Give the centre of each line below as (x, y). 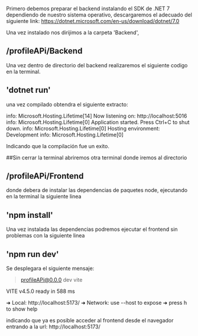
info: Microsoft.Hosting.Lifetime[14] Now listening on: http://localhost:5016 (97, 116)
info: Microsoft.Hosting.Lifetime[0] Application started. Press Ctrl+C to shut (98, 122)
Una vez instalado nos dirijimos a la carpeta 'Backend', (73, 32)
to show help (22, 309)
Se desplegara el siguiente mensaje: (50, 269)
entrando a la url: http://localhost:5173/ (53, 327)
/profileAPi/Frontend (45, 176)
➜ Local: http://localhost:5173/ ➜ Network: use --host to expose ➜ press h (97, 303)
